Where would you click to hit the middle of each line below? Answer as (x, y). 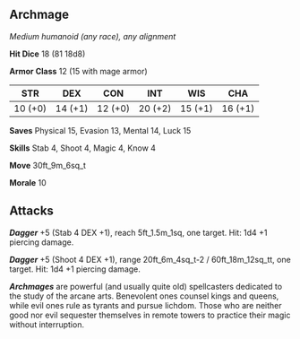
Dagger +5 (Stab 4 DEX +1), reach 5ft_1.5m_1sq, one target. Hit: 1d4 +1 (138, 232)
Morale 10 (28, 182)
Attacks (31, 211)
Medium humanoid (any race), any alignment (93, 36)
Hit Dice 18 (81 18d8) (47, 54)
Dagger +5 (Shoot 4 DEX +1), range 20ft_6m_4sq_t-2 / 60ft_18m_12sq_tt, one (150, 259)
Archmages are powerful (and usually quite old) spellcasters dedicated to (146, 286)
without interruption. (47, 324)
